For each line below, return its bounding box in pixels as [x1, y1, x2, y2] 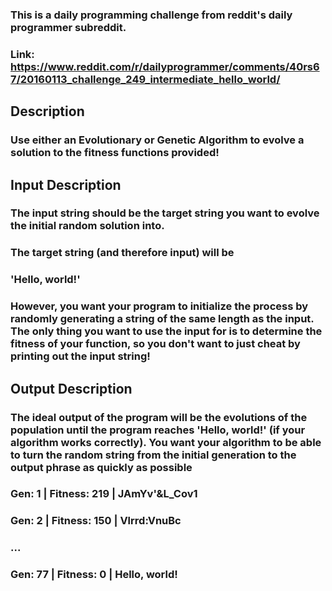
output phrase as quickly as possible [10, 460, 193, 474]
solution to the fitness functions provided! [10, 146, 220, 160]
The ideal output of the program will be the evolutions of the [10, 410, 308, 424]
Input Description [10, 176, 122, 193]
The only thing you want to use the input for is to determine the [10, 324, 323, 338]
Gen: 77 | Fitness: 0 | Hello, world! [10, 568, 178, 582]
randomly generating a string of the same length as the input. [10, 312, 315, 326]
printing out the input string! [10, 349, 151, 363]
